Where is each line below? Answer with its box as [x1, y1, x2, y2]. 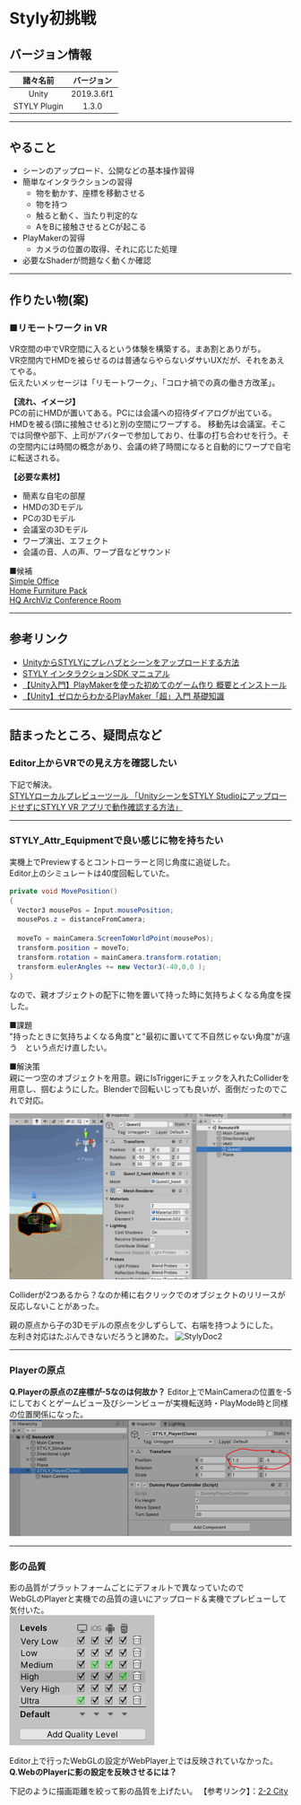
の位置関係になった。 [9, 1408, 88, 1419]
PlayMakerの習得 [21, 232, 86, 243]
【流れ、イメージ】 [9, 397, 81, 406]
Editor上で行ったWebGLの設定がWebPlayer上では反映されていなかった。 [9, 1755, 279, 1766]
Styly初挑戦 [9, 8, 97, 29]
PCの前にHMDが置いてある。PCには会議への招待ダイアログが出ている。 [9, 407, 277, 418]
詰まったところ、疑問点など [9, 728, 163, 743]
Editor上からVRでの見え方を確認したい [9, 757, 177, 770]
